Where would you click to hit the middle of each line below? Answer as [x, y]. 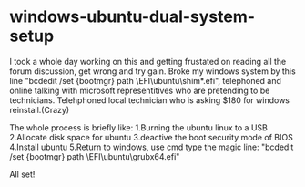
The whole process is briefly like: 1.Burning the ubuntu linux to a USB [139, 127]
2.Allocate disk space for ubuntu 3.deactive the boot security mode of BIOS [151, 137]
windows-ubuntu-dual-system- [132, 17]
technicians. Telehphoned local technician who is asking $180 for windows [149, 100]
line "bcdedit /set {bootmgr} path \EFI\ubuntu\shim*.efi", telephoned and [146, 80]
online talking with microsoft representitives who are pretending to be [140, 90]
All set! [22, 174]
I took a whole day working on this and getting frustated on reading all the [148, 61]
